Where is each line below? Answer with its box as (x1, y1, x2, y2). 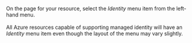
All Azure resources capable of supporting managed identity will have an (6, 24, 183, 31)
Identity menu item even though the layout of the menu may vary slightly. (6, 30, 183, 37)
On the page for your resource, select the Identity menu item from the (6, 5, 176, 12)
